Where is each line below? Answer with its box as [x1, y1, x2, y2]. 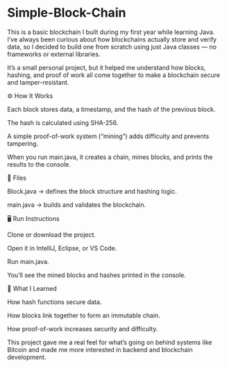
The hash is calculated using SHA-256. [7, 118, 119, 126]
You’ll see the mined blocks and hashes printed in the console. [7, 271, 186, 279]
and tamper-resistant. [7, 78, 69, 86]
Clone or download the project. [7, 231, 96, 239]
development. [7, 353, 47, 361]
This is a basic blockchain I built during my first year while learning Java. [7, 28, 215, 36]
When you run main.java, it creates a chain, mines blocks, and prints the [7, 153, 213, 161]
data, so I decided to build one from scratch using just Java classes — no [7, 42, 217, 51]
